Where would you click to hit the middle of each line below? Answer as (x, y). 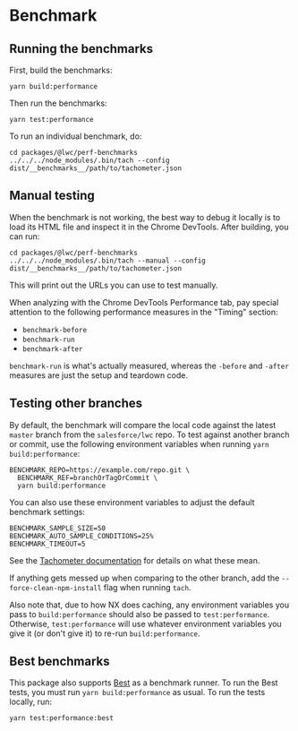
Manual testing (52, 196)
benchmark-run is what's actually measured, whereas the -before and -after (149, 365)
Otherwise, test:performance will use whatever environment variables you (145, 623)
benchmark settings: (47, 512)
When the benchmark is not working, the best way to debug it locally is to (145, 217)
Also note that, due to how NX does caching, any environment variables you (149, 605)
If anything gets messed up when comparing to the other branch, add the (145, 578)
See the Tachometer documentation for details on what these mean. (135, 560)
